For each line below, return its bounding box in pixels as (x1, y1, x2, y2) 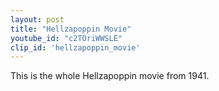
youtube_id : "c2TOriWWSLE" (10, 33, 123, 43)
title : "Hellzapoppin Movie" (10, 24, 132, 34)
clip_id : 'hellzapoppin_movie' (10, 42, 141, 53)
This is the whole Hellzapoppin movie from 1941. (10, 70, 210, 82)
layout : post (10, 14, 65, 25)
